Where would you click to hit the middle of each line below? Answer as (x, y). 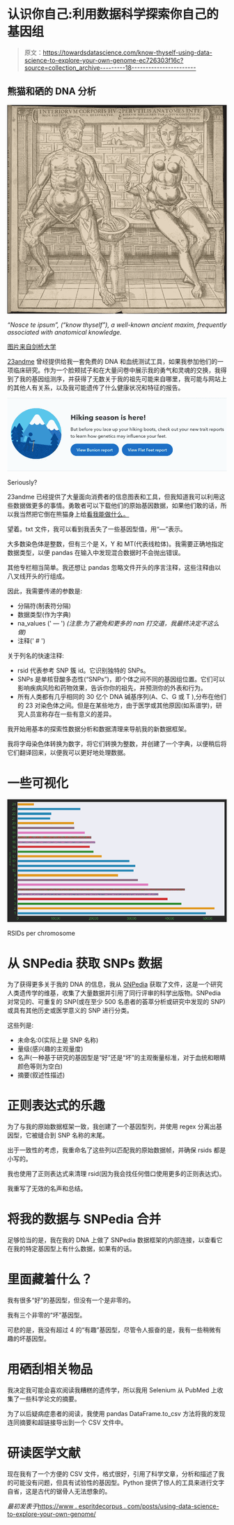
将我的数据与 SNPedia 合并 (84, 1220)
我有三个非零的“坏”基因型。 (47, 1315)
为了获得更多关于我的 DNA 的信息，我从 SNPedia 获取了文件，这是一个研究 (115, 984)
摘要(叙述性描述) (41, 1075)
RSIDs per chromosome (41, 933)
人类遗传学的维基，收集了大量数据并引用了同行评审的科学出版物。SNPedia (114, 993)
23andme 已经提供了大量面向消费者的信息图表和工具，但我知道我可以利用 (113, 497)
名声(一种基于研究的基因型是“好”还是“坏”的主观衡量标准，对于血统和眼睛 (122, 1057)
